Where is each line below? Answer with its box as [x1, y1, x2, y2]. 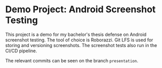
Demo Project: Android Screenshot [5, 4, 156, 15]
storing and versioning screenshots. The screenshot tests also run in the [5, 42, 157, 48]
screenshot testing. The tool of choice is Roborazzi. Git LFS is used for [5, 37, 153, 43]
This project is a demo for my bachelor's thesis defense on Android [5, 31, 147, 37]
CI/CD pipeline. [5, 48, 37, 54]
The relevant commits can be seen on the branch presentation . [5, 57, 139, 63]
